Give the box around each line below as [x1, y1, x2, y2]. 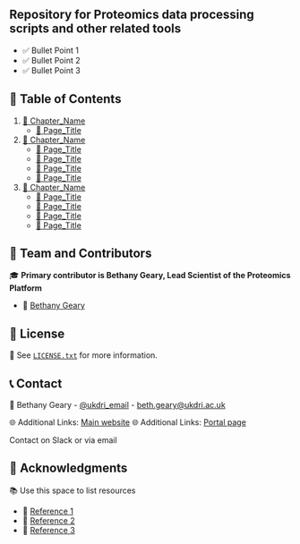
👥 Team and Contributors [9, 246, 152, 261]
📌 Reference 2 [21, 514, 75, 526]
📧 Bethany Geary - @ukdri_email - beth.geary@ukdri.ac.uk [9, 400, 226, 411]
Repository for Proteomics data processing [9, 7, 255, 22]
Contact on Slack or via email [9, 435, 118, 446]
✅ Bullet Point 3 [21, 64, 81, 75]
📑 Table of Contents [9, 91, 122, 106]
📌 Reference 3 [21, 524, 76, 535]
